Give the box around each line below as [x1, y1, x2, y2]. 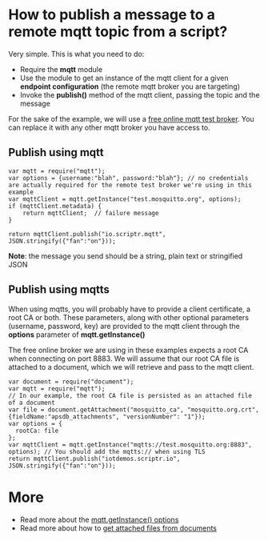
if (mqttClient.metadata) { [8, 202, 102, 210]
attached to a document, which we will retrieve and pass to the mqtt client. [8, 362, 254, 371]
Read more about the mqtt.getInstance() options [19, 515, 179, 524]
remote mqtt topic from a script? [8, 22, 228, 41]
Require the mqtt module [19, 64, 102, 74]
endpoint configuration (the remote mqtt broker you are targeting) [19, 82, 240, 91]
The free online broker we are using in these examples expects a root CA [8, 345, 249, 355]
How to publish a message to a [8, 6, 216, 24]
